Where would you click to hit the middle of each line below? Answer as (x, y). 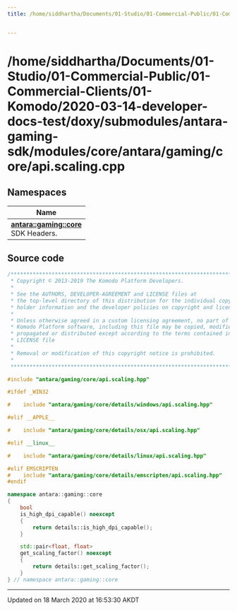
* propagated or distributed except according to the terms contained (116, 334)
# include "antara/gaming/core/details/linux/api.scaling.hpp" (107, 456)
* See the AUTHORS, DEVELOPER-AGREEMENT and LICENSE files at (104, 294)
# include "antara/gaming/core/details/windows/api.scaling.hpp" (110, 405)
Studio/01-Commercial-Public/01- (109, 76)
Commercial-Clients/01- (80, 91)
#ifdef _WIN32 (28, 392)
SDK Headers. (34, 233)
